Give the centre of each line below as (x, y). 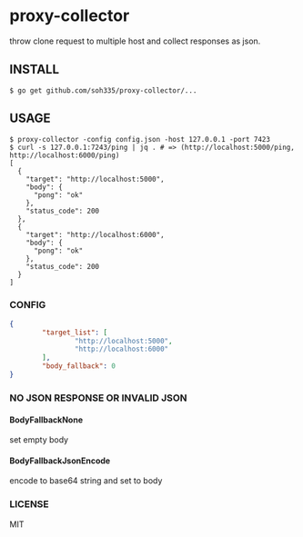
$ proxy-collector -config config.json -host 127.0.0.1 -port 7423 (140, 139)
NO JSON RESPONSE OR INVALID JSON (99, 398)
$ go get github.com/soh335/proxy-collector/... (103, 90)
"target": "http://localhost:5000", (96, 179)
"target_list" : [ (75, 333)
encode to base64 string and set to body (86, 481)
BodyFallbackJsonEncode (60, 461)
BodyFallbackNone (46, 420)
